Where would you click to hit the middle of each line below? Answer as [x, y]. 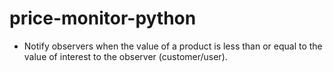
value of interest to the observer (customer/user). [125, 56]
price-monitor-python [103, 18]
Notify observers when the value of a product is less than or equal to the [173, 46]
